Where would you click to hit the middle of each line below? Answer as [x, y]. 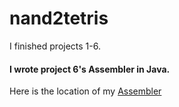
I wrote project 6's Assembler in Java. [90, 69]
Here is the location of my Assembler [85, 91]
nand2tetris [59, 18]
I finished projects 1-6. [55, 46]
